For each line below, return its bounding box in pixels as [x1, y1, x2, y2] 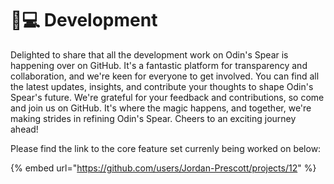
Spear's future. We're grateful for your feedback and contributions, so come [10, 91, 325, 103]
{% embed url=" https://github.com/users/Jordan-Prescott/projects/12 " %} [10, 162, 317, 174]
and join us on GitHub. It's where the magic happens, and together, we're [10, 102, 312, 114]
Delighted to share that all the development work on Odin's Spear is [10, 48, 289, 61]
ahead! [10, 123, 39, 135]
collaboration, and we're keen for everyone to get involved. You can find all [10, 70, 320, 82]
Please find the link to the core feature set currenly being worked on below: [10, 142, 322, 154]
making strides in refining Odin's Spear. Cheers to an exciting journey [10, 112, 297, 124]
